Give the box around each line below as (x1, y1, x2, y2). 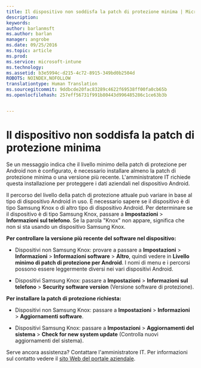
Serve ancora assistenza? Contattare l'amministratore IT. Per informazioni (6, 348, 188, 355)
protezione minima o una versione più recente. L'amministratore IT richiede (6, 173, 191, 180)
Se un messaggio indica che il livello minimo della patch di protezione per (6, 161, 187, 168)
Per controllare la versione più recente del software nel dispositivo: (6, 234, 176, 242)
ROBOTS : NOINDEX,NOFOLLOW (6, 75, 71, 81)
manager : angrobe (6, 36, 50, 42)
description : (6, 14, 39, 20)
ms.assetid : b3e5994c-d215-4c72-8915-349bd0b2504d (6, 70, 135, 76)
